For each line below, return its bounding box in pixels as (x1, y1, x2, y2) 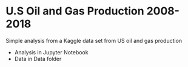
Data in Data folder (14, 55, 62, 62)
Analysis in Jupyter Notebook (14, 48, 89, 56)
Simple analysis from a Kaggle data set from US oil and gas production (5, 37, 183, 44)
